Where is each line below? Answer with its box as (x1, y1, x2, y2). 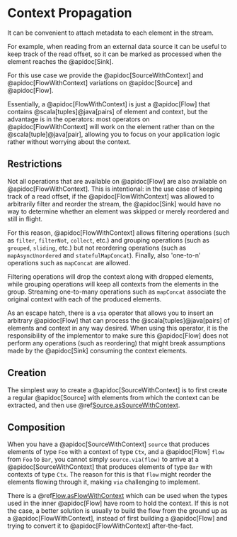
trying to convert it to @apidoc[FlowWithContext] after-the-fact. (7, 521, 194, 530)
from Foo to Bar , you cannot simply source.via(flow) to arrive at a (7, 455, 200, 464)
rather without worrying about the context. (7, 137, 131, 146)
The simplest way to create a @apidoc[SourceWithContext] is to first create (7, 385, 228, 394)
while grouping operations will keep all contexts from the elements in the (7, 279, 219, 288)
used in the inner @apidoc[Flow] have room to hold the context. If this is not (7, 499, 229, 508)
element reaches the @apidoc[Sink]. (7, 57, 114, 65)
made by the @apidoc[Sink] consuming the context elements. (7, 346, 187, 355)
